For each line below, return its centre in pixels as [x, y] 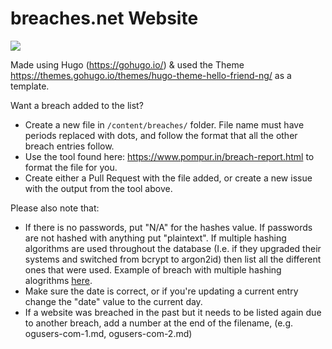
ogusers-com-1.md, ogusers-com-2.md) [108, 333]
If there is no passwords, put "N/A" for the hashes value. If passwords [168, 227]
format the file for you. [71, 167]
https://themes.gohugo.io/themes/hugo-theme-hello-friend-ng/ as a [151, 75]
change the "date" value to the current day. [113, 301]
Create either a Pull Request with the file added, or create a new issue [168, 178]
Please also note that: [55, 208]
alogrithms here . [58, 280]
